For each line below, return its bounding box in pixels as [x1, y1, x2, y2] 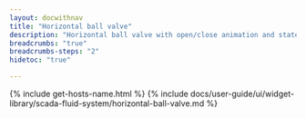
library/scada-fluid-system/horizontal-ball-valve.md [9, 98, 205, 109]
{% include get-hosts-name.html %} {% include [9, 88, 189, 99]
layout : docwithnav [9, 13, 84, 23]
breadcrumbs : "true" [9, 38, 88, 48]
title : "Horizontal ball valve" [9, 22, 132, 31]
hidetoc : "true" [9, 55, 71, 64]
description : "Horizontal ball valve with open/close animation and [9, 30, 275, 39]
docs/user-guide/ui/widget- [189, 88, 294, 99]
